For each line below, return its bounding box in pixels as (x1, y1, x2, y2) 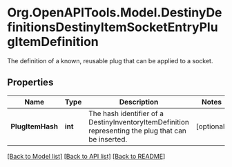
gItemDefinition (7, 34, 99, 49)
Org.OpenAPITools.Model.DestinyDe (7, 5, 222, 21)
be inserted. (88, 134, 128, 144)
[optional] (195, 122, 228, 131)
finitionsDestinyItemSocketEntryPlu (7, 19, 219, 35)
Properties (7, 77, 54, 89)
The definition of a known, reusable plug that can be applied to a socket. (7, 56, 213, 65)
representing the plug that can (88, 126, 186, 135)
